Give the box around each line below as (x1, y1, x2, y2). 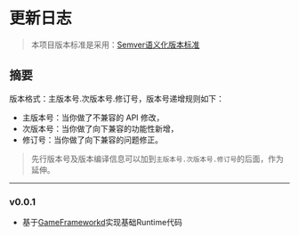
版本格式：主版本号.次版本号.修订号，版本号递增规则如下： (9, 93, 225, 103)
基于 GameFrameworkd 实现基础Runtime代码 (21, 217, 182, 228)
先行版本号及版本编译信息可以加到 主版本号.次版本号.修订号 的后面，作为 (30, 153, 284, 164)
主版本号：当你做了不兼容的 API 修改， (21, 112, 165, 123)
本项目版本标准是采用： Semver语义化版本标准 (30, 39, 200, 50)
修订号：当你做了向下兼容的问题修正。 (21, 134, 163, 145)
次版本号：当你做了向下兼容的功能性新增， (21, 123, 179, 134)
